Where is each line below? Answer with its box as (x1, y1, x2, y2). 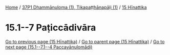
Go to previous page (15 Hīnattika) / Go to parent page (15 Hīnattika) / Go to (5, 38, 165, 44)
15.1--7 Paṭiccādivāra (5, 22, 96, 33)
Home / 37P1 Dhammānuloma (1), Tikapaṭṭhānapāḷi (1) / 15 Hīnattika (5, 5, 147, 10)
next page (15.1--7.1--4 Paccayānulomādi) (5, 44, 93, 50)
